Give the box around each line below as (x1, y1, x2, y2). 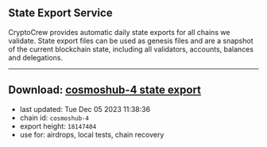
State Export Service (8, 6, 113, 20)
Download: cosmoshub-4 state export (8, 83, 201, 97)
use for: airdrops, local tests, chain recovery (19, 130, 164, 139)
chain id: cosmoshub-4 (19, 113, 90, 122)
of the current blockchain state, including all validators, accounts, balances (8, 44, 254, 54)
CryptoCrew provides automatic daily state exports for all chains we (8, 27, 230, 37)
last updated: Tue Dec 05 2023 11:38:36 (19, 104, 151, 114)
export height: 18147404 (19, 121, 97, 130)
